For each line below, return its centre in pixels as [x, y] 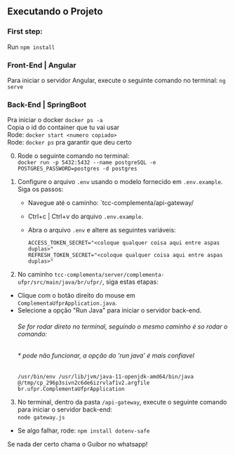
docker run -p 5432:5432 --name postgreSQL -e [87, 163]
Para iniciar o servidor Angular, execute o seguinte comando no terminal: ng [116, 80]
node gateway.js [41, 418]
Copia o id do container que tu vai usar [63, 127]
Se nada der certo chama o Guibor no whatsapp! [78, 444]
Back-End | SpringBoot [47, 105]
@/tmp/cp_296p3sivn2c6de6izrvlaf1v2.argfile [83, 383]
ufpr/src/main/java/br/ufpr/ [60, 283]
